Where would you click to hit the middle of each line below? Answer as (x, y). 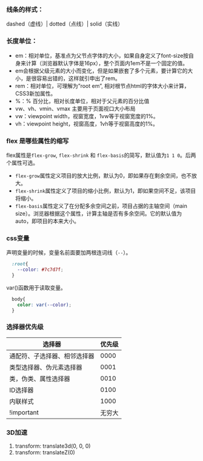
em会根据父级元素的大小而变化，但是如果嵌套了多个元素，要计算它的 (101, 70)
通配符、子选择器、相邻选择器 (52, 356)
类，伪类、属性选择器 (40, 379)
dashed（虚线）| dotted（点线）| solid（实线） (65, 24)
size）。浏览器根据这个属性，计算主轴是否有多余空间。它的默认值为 (98, 213)
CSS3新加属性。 (35, 93)
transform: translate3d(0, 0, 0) (53, 446)
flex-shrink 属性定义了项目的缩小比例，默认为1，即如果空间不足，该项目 (105, 191)
